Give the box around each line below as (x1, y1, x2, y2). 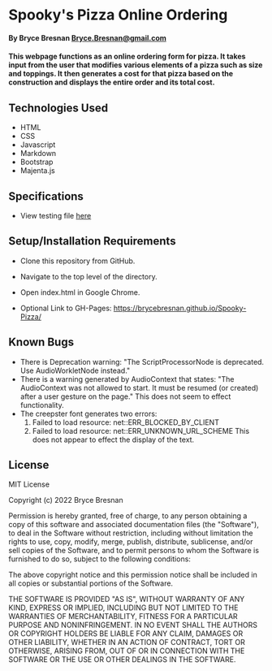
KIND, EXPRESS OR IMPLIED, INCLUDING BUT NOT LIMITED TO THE (8, 603, 239, 613)
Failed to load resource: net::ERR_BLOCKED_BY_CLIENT (32, 417, 219, 427)
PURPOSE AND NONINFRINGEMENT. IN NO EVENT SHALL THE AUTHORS (8, 620, 258, 630)
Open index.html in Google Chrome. (19, 287, 140, 297)
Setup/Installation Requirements (8, 234, 176, 249)
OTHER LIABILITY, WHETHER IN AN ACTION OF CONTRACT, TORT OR (8, 638, 245, 647)
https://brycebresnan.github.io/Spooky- (113, 303, 247, 313)
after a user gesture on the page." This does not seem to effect (19, 392, 231, 401)
